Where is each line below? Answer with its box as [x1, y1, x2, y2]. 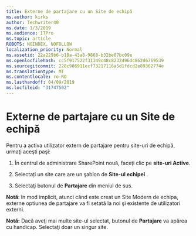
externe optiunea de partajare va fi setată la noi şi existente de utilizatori [6, 200, 181, 207]
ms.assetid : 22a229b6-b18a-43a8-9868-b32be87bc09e [6, 52, 133, 58]
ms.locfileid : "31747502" [6, 85, 69, 91]
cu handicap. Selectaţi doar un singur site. [6, 223, 109, 230]
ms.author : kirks [6, 14, 49, 20]
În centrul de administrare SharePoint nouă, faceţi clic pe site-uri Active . [14, 159, 191, 166]
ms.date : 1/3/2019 [6, 25, 51, 31]
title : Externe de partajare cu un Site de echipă [6, 8, 133, 15]
